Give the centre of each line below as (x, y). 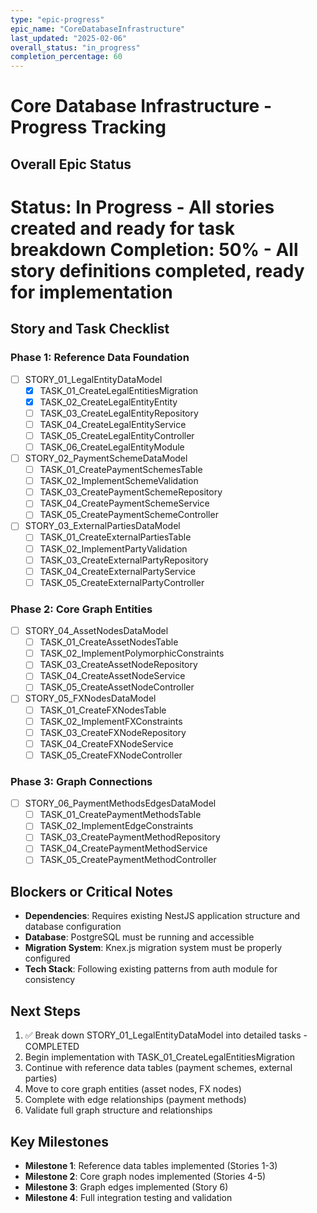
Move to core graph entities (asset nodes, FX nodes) (133, 1089)
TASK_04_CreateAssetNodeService (112, 676)
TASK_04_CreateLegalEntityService (113, 424)
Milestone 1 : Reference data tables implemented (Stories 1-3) (151, 1165)
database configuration (73, 927)
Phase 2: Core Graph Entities (81, 609)
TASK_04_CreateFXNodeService (106, 743)
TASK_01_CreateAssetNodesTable (109, 642)
